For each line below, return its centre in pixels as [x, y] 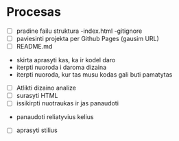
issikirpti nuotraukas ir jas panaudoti [68, 103]
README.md [34, 47]
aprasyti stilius [37, 130]
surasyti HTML [37, 96]
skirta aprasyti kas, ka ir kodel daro [66, 60]
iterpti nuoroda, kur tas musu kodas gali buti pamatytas [94, 75]
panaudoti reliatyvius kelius [55, 117]
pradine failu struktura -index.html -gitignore [79, 31]
